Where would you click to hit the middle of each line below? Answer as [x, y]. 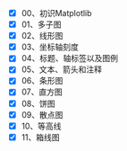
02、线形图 [42, 36]
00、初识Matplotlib [56, 13]
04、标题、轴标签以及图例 [69, 58]
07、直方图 [42, 92]
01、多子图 [41, 24]
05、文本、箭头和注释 [61, 69]
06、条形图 [42, 81]
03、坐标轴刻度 [50, 47]
